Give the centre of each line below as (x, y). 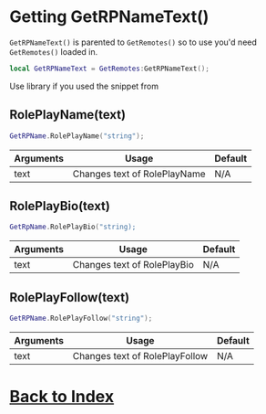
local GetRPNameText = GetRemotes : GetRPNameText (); (109, 69)
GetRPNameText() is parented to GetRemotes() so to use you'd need (133, 42)
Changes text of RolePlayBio (133, 265)
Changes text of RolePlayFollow (140, 356)
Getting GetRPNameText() (109, 17)
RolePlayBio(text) (60, 206)
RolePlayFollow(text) (70, 297)
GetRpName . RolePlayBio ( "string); (73, 227)
